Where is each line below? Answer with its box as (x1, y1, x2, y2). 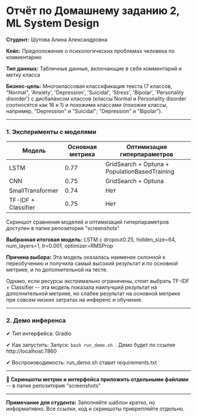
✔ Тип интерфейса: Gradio (6, 330, 72, 337)
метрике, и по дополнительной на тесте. (6, 266, 108, 274)
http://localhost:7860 (6, 348, 57, 355)
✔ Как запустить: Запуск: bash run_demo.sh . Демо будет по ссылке (6, 341, 176, 348)
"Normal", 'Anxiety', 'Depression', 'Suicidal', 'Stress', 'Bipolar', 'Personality (6, 89, 184, 96)
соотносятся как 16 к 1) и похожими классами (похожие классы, (6, 101, 168, 108)
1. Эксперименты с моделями (6, 127, 97, 136)
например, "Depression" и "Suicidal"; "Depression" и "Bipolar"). (6, 107, 163, 114)
